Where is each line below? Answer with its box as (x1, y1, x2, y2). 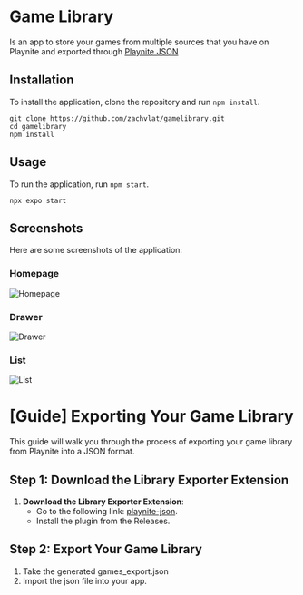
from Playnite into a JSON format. (9, 446, 135, 457)
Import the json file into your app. (22, 575, 148, 586)
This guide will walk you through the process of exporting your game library (9, 436, 293, 447)
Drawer (9, 310, 43, 323)
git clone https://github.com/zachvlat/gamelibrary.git (9, 113, 225, 123)
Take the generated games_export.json (22, 565, 170, 577)
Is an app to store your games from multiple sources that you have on (9, 36, 269, 47)
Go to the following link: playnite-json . (35, 506, 179, 517)
